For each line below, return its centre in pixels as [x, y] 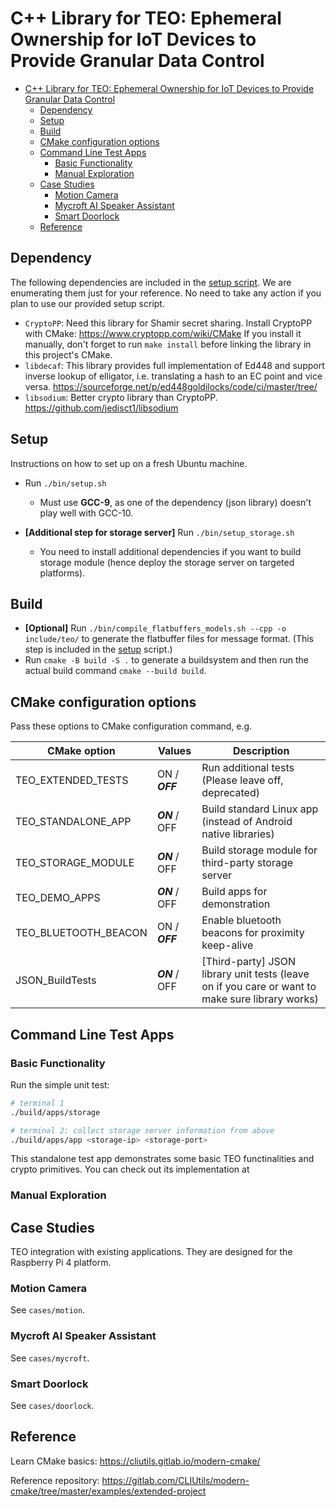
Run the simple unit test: [60, 1084]
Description [261, 751]
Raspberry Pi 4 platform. [61, 1263]
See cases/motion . [48, 1310]
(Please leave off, [242, 780]
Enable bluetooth [241, 920]
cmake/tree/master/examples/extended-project [108, 1491]
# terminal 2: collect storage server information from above [142, 1130]
